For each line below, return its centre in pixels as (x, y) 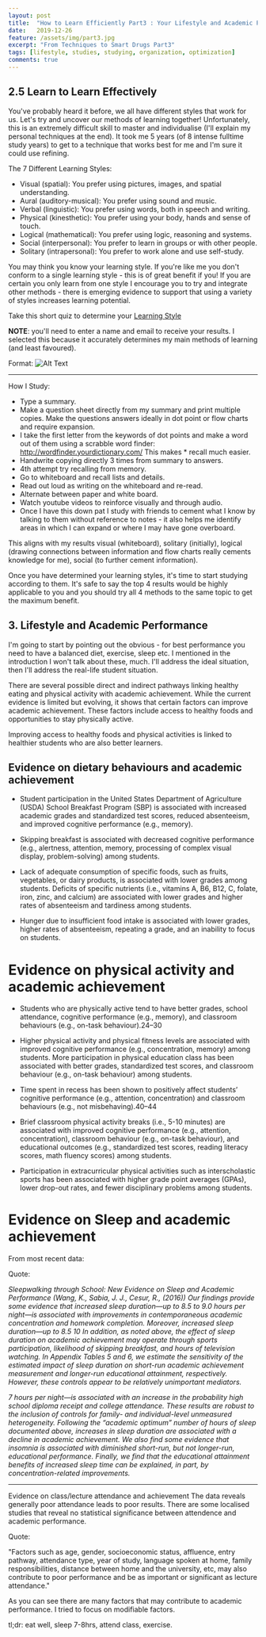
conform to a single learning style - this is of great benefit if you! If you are (130, 275)
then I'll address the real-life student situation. (83, 670)
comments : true (33, 60)
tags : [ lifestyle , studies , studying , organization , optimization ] (122, 52)
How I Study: (29, 386)
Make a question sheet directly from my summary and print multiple (130, 410)
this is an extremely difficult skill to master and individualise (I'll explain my (129, 128)
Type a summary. (48, 401)
